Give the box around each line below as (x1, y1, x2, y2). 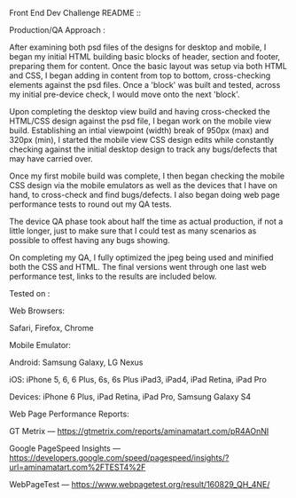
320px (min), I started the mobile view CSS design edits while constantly (9, 135, 275, 145)
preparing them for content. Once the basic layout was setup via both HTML (9, 61, 288, 71)
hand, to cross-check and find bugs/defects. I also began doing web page (9, 190, 281, 200)
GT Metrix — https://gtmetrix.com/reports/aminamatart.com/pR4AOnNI (9, 426, 269, 436)
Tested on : (9, 289, 51, 298)
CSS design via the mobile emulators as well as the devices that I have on (9, 180, 277, 190)
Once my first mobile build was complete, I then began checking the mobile (9, 170, 285, 181)
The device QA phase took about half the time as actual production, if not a (9, 217, 284, 226)
